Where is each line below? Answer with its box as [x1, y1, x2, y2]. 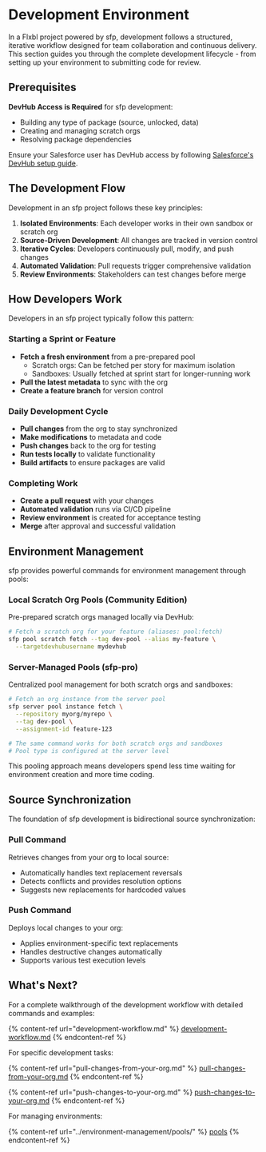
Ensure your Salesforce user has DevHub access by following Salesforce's [8, 149, 254, 159]
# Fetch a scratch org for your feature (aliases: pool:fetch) [8, 628, 224, 636]
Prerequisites [8, 81, 77, 94]
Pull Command [8, 834, 66, 845]
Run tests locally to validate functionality [19, 449, 156, 459]
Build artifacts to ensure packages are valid [19, 457, 165, 467]
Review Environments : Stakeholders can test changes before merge [19, 269, 246, 279]
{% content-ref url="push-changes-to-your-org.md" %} [8, 1087, 193, 1097]
